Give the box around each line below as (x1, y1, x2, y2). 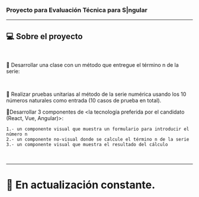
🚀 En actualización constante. (6, 178, 156, 192)
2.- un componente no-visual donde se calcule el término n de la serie (6, 137, 190, 143)
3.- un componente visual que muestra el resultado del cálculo (6, 142, 168, 148)
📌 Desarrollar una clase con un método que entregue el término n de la (6, 62, 179, 69)
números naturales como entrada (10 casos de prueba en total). (6, 97, 162, 104)
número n (6, 131, 28, 137)
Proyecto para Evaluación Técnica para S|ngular (6, 6, 148, 14)
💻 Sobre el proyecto (6, 31, 83, 41)
